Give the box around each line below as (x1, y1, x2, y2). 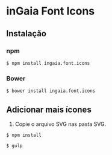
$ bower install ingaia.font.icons (6, 88, 96, 94)
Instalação (6, 28, 47, 39)
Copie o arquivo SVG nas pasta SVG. (14, 120, 107, 128)
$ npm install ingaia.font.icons (6, 60, 90, 66)
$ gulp (6, 142, 23, 149)
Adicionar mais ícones (6, 104, 92, 114)
